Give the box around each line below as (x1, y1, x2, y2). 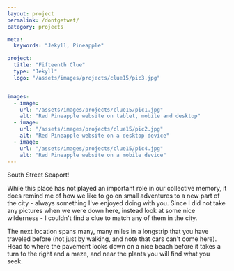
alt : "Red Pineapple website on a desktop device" (19, 132, 170, 139)
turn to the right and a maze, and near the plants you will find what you (7, 249, 210, 258)
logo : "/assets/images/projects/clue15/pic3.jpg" (13, 74, 160, 81)
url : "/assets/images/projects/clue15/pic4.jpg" (19, 145, 164, 152)
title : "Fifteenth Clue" (13, 61, 86, 68)
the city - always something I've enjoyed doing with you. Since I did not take (7, 199, 226, 207)
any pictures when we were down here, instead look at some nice (7, 207, 196, 215)
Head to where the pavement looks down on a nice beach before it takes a (7, 242, 221, 251)
